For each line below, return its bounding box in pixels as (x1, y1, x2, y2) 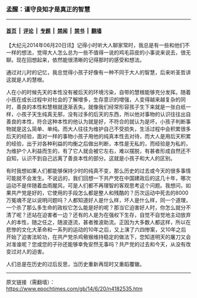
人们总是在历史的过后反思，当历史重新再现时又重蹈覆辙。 (6, 260, 145, 267)
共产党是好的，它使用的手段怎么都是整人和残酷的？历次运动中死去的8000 (11, 189, 189, 196)
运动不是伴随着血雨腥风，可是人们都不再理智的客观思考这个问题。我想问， (6, 182, 186, 189)
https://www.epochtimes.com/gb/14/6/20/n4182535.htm (6, 285, 142, 292)
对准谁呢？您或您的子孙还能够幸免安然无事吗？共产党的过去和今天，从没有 (6, 240, 186, 247)
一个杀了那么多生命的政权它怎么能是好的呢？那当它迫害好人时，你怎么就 (6, 204, 181, 211)
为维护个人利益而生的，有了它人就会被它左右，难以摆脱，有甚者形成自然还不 (6, 147, 191, 154)
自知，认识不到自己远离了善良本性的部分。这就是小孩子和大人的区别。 (6, 155, 176, 162)
